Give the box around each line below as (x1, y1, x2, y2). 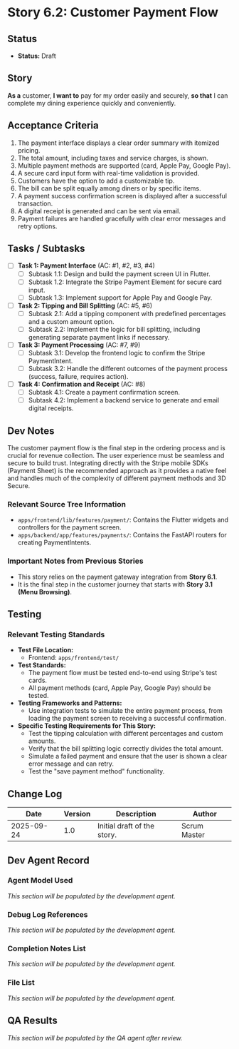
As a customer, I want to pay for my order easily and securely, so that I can (7, 91, 228, 100)
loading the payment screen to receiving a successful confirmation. (28, 714, 226, 723)
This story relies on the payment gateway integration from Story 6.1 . (17, 572, 218, 581)
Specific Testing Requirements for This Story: (17, 721, 156, 730)
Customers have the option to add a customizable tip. (17, 176, 175, 185)
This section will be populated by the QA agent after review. (7, 1033, 183, 1042)
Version (63, 809, 91, 819)
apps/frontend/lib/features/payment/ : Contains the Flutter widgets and (17, 515, 229, 524)
